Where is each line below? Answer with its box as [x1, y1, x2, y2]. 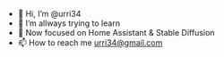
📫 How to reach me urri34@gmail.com [17, 37, 163, 48]
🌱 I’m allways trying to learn [17, 18, 121, 28]
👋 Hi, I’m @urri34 [17, 9, 82, 19]
